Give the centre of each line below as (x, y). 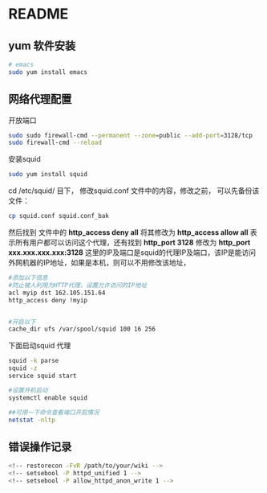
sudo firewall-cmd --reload (55, 143)
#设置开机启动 (28, 390)
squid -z (23, 368)
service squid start (43, 376)
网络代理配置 (40, 99)
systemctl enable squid (48, 398)
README (38, 14)
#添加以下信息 (28, 278)
